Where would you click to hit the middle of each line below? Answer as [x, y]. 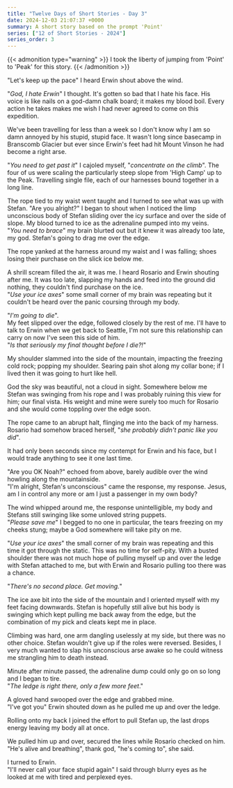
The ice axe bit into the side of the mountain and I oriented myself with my [113, 600]
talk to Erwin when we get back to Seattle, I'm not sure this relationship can [115, 330]
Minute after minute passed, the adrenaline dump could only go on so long [114, 671]
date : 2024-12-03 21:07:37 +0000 [56, 20]
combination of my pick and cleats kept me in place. [82, 622]
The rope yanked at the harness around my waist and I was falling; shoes [112, 252]
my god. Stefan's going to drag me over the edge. [79, 238]
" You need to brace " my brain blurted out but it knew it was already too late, [116, 231]
